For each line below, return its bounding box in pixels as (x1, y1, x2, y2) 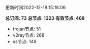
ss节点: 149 (12, 38, 37, 44)
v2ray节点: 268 (12, 32, 45, 38)
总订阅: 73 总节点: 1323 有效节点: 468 (5, 15, 85, 21)
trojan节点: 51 (12, 26, 41, 32)
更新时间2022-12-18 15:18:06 (5, 5, 66, 10)
